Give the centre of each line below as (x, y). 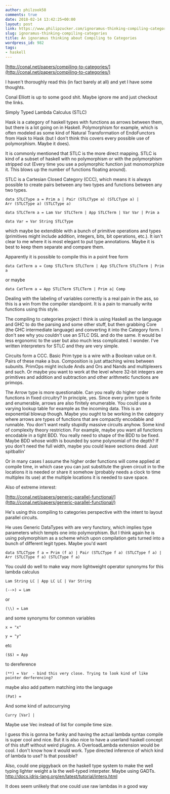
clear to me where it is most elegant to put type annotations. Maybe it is (80, 241)
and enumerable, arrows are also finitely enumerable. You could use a (78, 403)
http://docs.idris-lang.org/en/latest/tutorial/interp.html (61, 776)
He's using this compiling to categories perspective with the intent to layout (84, 512)
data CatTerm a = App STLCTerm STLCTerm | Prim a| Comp (65, 289)
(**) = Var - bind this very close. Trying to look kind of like (77, 673)
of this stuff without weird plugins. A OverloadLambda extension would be (82, 745)
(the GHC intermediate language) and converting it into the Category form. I (84, 330)
